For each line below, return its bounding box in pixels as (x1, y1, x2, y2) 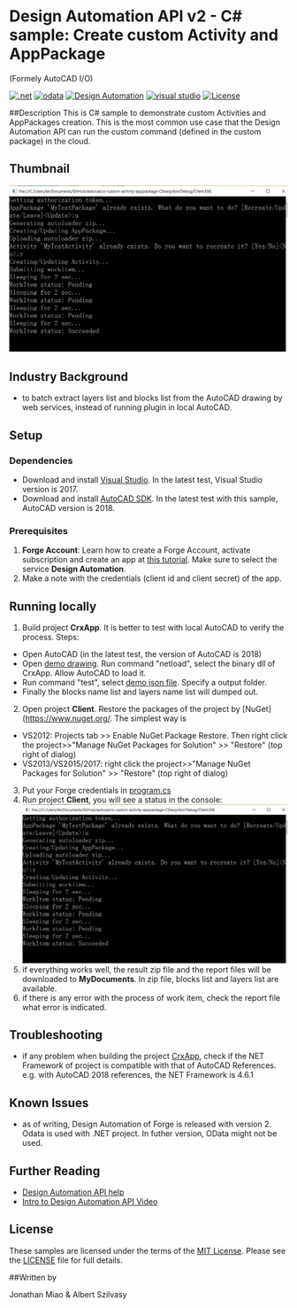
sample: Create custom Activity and (9, 25, 278, 45)
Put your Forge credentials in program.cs (21, 786, 171, 796)
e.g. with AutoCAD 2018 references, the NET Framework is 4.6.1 (21, 1070, 254, 1080)
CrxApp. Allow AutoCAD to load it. (21, 668, 147, 678)
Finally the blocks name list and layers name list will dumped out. (21, 686, 259, 697)
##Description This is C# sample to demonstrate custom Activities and (9, 107, 267, 118)
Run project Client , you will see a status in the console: (21, 794, 223, 805)
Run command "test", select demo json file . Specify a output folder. (21, 677, 267, 688)
